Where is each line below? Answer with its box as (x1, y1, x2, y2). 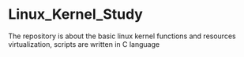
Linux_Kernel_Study (8, 5, 144, 23)
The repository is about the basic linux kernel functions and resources (8, 31, 236, 41)
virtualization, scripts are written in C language (8, 39, 160, 48)
